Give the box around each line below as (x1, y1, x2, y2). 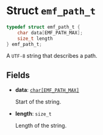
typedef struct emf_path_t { (6, 24, 80, 30)
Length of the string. (15, 122, 67, 129)
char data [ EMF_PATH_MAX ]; (17, 29, 83, 36)
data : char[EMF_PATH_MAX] (15, 87, 79, 94)
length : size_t (15, 110, 52, 117)
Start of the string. (15, 98, 62, 106)
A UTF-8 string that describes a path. (6, 52, 98, 60)
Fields (6, 70, 30, 80)
